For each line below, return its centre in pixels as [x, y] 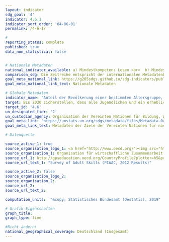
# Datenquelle [20, 135]
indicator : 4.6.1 [23, 19]
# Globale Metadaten [27, 93]
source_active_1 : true [29, 144]
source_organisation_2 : [30, 181]
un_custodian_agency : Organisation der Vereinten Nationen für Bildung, [83, 116]
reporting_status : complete [35, 43]
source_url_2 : [20, 186]
